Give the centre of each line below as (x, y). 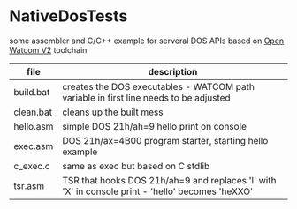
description (173, 71)
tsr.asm (29, 185)
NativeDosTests (69, 16)
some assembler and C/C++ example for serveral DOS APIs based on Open (147, 41)
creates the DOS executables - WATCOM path (158, 86)
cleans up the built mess (112, 112)
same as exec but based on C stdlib (136, 166)
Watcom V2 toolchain (48, 49)
